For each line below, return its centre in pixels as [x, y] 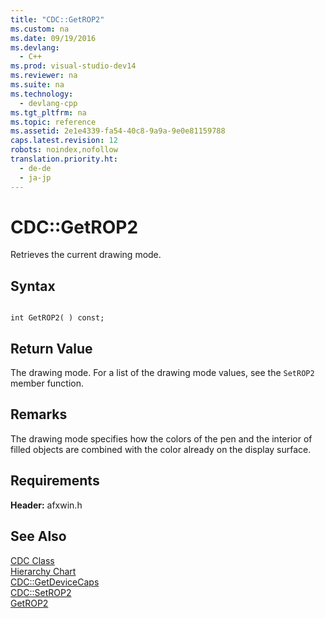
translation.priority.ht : [64, 159]
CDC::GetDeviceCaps [55, 582]
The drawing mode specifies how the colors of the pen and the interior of [161, 438]
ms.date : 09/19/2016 [53, 38]
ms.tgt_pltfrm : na [48, 112]
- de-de [35, 168]
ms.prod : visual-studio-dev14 [73, 66]
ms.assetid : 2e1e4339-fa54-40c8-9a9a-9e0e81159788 [118, 131]
